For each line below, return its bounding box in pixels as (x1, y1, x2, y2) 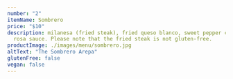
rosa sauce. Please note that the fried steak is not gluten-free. (13, 36, 213, 43)
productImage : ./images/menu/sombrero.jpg (7, 42, 132, 49)
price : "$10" (7, 23, 45, 30)
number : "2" (7, 10, 42, 17)
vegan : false (7, 61, 45, 68)
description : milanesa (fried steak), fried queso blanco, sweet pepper (7, 29, 222, 36)
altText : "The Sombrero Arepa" (7, 49, 98, 56)
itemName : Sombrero (7, 16, 64, 23)
